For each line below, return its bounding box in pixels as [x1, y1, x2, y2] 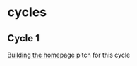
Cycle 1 [7, 32, 40, 44]
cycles [7, 4, 47, 20]
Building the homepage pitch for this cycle [7, 51, 131, 59]
